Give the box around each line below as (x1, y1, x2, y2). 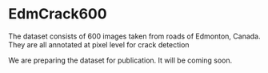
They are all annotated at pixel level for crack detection (8, 39, 190, 49)
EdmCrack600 (8, 5, 107, 23)
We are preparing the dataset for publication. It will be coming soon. (8, 55, 233, 65)
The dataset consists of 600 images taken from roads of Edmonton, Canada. (8, 31, 262, 41)
